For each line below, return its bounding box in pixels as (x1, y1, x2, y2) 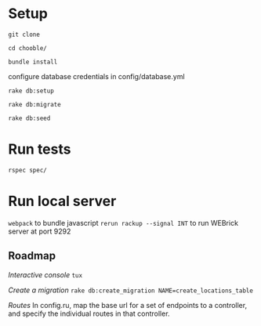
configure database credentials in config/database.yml (8, 71, 186, 81)
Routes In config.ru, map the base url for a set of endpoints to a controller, (8, 300, 248, 310)
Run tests (8, 140, 71, 158)
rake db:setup (8, 87, 55, 95)
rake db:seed (8, 114, 51, 122)
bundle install (8, 58, 58, 66)
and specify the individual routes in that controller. (8, 309, 170, 318)
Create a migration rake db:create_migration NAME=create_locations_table (8, 285, 253, 295)
